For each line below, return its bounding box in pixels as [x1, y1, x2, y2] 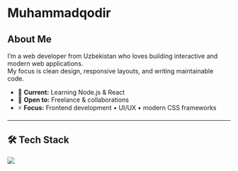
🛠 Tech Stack [7, 134, 69, 146]
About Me [7, 33, 52, 45]
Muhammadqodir [7, 5, 111, 21]
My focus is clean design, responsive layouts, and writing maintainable [7, 67, 214, 75]
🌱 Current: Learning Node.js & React [17, 88, 125, 96]
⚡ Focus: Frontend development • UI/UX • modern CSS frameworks [17, 104, 217, 112]
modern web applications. [7, 59, 84, 68]
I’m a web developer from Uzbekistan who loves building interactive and [7, 52, 218, 60]
